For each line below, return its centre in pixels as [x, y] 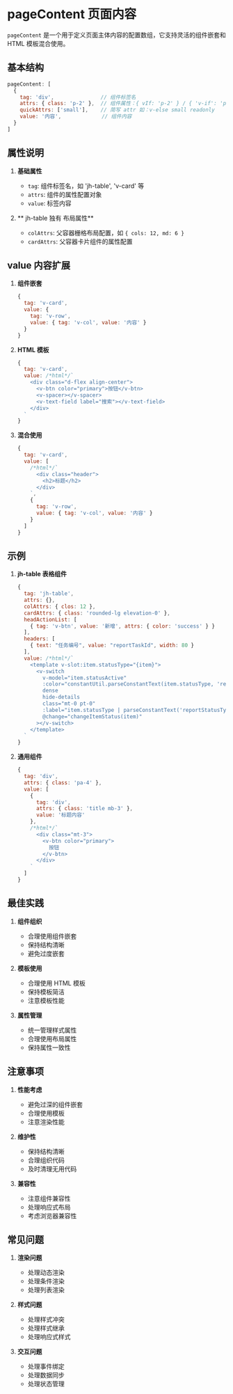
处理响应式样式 [49, 1337]
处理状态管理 [46, 1384]
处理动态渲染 [46, 1273]
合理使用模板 [46, 1113]
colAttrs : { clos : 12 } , [60, 606]
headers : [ [40, 639]
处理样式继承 [46, 1328]
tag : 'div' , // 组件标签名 [78, 97]
